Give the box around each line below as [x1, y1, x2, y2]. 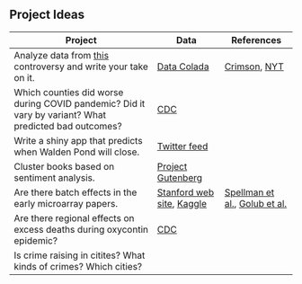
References [230, 33, 281, 46]
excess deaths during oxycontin [13, 223, 148, 235]
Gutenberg [156, 171, 203, 183]
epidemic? [13, 234, 58, 246]
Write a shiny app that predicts [13, 134, 143, 146]
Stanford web [156, 186, 214, 199]
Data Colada [156, 60, 209, 73]
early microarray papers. [13, 197, 119, 209]
